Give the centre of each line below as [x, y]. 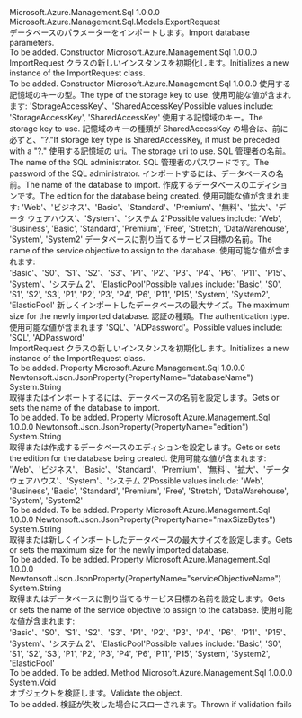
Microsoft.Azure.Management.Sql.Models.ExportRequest [115, 22]
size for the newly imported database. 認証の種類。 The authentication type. [149, 316]
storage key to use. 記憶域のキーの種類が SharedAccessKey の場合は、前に [149, 129]
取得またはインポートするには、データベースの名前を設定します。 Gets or [144, 398]
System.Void [33, 682]
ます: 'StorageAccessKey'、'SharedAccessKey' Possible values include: [142, 106]
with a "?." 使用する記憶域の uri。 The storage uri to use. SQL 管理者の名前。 [150, 151]
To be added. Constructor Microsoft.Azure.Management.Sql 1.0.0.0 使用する [150, 84]
